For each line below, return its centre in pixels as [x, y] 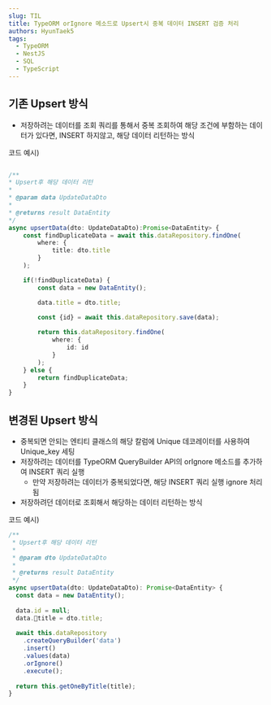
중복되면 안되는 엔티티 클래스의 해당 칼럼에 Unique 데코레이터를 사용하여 [135, 441]
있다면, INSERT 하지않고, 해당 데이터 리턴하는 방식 [115, 135]
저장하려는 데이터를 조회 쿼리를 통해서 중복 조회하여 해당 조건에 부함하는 [134, 125]
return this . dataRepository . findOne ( [101, 333]
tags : [17, 39]
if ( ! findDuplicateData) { [67, 280]
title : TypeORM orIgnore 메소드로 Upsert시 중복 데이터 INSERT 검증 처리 [124, 24]
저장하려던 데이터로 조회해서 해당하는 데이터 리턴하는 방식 [111, 502]
